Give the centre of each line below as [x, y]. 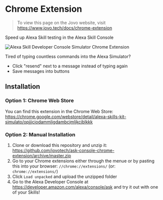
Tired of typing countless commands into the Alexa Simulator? [68, 56]
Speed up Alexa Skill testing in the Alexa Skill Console [59, 37]
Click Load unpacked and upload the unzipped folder [65, 176]
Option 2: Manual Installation [40, 135]
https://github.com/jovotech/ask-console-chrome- [63, 150]
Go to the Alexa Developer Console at [50, 182]
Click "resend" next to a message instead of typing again [70, 66]
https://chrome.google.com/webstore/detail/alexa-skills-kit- [66, 116]
